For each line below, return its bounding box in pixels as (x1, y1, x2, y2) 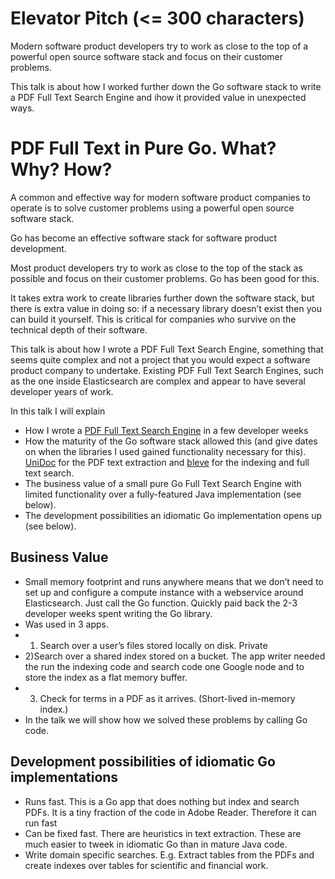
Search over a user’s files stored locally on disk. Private (39, 639, 268, 651)
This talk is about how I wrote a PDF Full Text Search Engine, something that (10, 343, 324, 355)
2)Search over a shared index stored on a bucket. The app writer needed (24, 650, 326, 662)
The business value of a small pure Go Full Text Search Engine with (24, 477, 302, 489)
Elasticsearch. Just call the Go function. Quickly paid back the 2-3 (24, 597, 298, 609)
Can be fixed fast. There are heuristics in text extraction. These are (24, 827, 302, 839)
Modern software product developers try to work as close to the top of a (10, 40, 309, 52)
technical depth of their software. (10, 323, 148, 336)
